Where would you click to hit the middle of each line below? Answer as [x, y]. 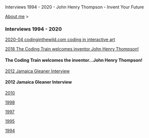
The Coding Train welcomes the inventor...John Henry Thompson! [74, 60]
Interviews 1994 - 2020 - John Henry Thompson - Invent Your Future [74, 7]
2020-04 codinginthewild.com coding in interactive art [60, 40]
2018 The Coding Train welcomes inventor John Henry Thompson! [72, 49]
